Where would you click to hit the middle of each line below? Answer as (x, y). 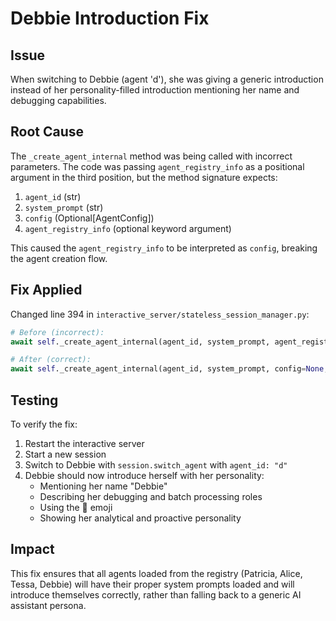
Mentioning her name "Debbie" (103, 486)
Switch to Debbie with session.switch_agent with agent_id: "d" (156, 464)
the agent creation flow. (59, 258)
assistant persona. (48, 605)
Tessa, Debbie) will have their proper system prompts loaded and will (152, 584)
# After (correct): (51, 360)
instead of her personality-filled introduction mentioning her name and (155, 90)
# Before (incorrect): (57, 332)
